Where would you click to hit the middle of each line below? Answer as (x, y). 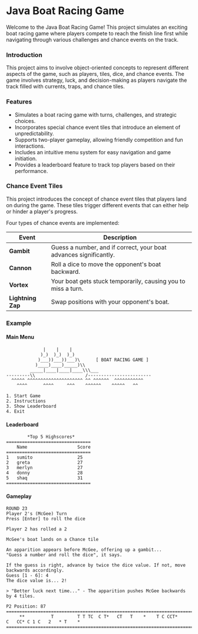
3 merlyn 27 (44, 468)
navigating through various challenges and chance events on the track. (92, 39)
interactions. (30, 146)
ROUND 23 (17, 509)
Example (19, 323)
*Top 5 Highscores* (51, 437)
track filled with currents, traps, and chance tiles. (65, 87)
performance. (31, 171)
